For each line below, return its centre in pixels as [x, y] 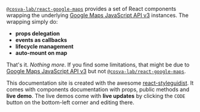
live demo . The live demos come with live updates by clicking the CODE [96, 96]
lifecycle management [44, 46]
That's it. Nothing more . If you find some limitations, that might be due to [98, 65]
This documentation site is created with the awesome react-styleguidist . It [100, 83]
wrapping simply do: [32, 22]
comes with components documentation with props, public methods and [98, 89]
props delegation [37, 33]
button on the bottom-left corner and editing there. [71, 102]
